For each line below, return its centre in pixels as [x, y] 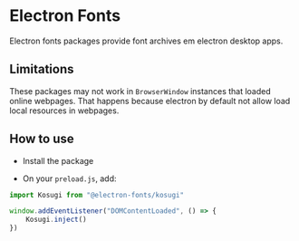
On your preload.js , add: [69, 178]
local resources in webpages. [64, 111]
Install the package [58, 160]
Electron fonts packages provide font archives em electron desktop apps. [146, 41]
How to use [42, 139]
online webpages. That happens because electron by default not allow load [150, 101]
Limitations [42, 69]
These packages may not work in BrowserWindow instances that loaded [140, 91]
